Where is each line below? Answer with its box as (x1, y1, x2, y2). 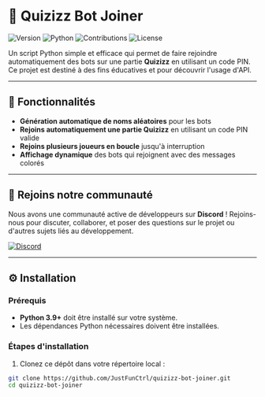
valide (19, 133, 39, 143)
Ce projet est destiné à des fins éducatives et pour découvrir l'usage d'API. (8, 65, 252, 74)
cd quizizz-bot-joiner (8, 381, 83, 389)
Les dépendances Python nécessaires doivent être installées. (19, 321, 219, 331)
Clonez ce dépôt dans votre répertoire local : (19, 358, 166, 369)
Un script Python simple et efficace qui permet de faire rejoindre (8, 48, 218, 58)
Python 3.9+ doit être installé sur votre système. (19, 313, 178, 322)
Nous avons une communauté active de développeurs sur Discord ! (8, 209, 228, 219)
